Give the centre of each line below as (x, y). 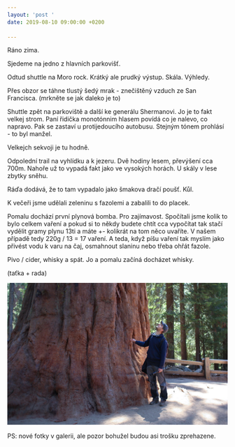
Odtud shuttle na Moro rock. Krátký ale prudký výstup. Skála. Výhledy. (108, 78)
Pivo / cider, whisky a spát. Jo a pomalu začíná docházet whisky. (101, 260)
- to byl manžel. (30, 134)
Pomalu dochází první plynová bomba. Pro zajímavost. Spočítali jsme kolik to (117, 217)
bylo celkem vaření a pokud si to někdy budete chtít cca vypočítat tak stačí (115, 224)
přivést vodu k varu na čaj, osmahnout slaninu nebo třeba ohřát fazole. (109, 246)
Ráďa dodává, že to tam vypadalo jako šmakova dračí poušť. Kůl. (101, 189)
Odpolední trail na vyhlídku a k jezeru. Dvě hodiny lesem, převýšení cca (110, 161)
